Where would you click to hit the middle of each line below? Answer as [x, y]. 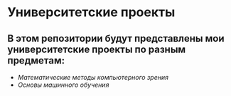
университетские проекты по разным [97, 49]
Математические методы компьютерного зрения [93, 77]
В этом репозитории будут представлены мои [116, 38]
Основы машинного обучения [63, 85]
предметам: [36, 60]
